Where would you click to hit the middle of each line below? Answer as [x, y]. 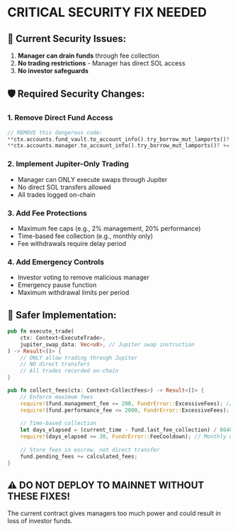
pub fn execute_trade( [41, 331]
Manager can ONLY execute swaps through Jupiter [92, 179]
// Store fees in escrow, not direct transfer [90, 450]
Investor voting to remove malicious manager [84, 277]
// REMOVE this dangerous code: [55, 132]
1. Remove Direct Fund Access [60, 118]
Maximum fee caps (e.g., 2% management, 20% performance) [109, 228]
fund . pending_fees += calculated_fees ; [79, 456]
